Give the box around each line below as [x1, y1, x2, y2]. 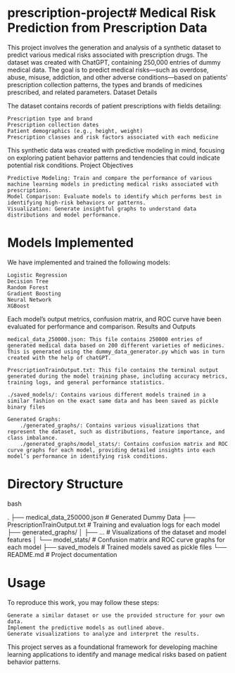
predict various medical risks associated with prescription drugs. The [7, 51, 208, 59]
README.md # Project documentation [7, 550, 118, 558]
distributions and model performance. [7, 211, 121, 219]
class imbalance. [7, 434, 58, 441]
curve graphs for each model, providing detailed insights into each [7, 447, 216, 454]
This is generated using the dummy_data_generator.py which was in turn [7, 348, 225, 355]
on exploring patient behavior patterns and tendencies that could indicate [7, 153, 220, 162]
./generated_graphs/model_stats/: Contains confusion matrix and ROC [20, 440, 229, 447]
